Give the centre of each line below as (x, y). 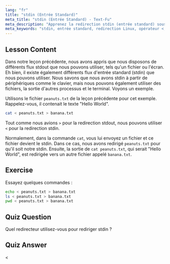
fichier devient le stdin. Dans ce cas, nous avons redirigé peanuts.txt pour (83, 143)
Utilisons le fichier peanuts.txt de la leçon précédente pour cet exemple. (81, 98)
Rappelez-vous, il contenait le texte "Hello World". (57, 104)
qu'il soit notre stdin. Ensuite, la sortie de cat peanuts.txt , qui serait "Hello (83, 149)
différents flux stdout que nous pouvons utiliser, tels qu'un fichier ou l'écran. (85, 67)
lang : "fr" (17, 10)
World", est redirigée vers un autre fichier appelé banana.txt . (69, 154)
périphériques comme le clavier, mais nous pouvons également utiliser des (83, 83)
